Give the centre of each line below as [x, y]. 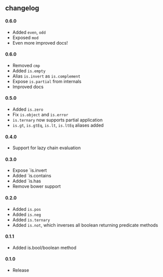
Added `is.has [27, 181]
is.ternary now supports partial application [57, 120]
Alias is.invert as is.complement [46, 76]
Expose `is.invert [29, 170]
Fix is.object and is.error [40, 114]
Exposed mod [25, 38]
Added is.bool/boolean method [44, 247]
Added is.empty [29, 71]
